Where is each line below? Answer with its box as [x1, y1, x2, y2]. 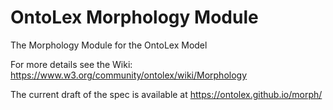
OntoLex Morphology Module [10, 6, 259, 29]
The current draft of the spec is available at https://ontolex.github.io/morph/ [10, 88, 323, 100]
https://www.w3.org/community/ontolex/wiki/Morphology [10, 69, 248, 81]
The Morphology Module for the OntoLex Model [10, 39, 208, 51]
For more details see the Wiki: [10, 58, 133, 70]
